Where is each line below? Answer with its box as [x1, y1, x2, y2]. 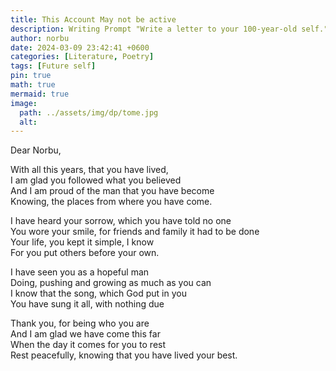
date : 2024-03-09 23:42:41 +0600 [10, 42, 150, 53]
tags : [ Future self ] [10, 61, 97, 71]
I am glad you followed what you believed [10, 174, 182, 186]
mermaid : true [10, 89, 70, 99]
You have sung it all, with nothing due [10, 298, 165, 310]
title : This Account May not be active [10, 14, 177, 25]
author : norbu [10, 33, 70, 43]
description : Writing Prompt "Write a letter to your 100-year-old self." [10, 24, 329, 34]
